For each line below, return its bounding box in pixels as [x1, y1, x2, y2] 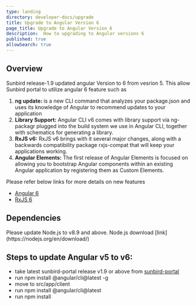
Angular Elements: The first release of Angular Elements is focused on [14, 154, 188, 161]
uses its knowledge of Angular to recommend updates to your [14, 103, 166, 110]
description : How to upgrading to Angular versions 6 [6, 31, 144, 37]
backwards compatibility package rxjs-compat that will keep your [14, 141, 175, 148]
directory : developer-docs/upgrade [6, 14, 94, 20]
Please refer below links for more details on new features [6, 178, 146, 185]
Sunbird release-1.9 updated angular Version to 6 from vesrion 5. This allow [6, 79, 191, 87]
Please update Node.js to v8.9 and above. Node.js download [6, 229, 154, 236]
